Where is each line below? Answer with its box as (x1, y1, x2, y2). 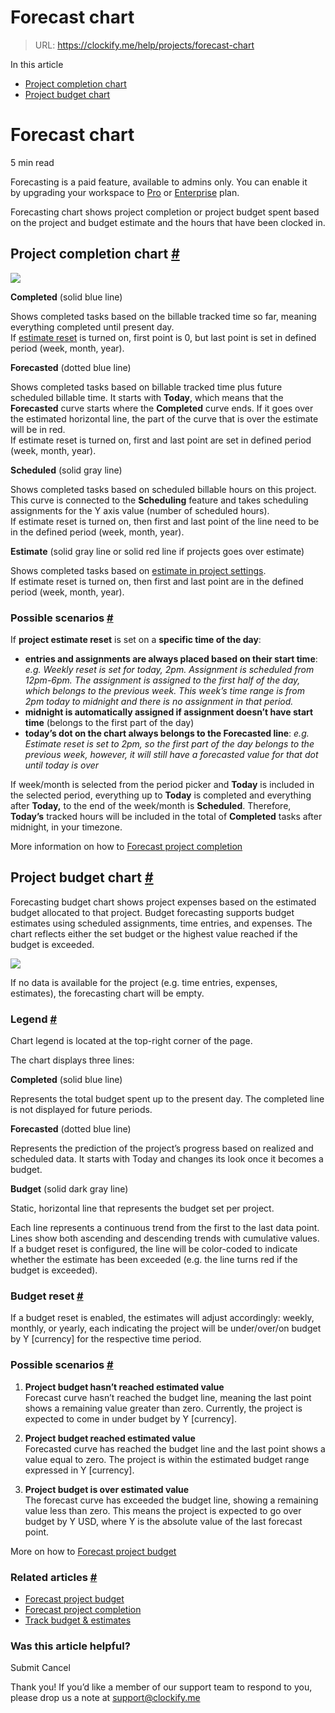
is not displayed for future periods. (10, 1104, 153, 1116)
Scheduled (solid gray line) (10, 464, 123, 476)
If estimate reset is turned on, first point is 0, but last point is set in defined (10, 331, 317, 343)
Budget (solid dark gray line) (10, 1183, 129, 1195)
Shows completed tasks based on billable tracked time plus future (10, 381, 283, 393)
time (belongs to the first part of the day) (24, 716, 195, 728)
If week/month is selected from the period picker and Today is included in (10, 778, 315, 790)
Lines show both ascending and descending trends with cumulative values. (10, 1232, 320, 1245)
